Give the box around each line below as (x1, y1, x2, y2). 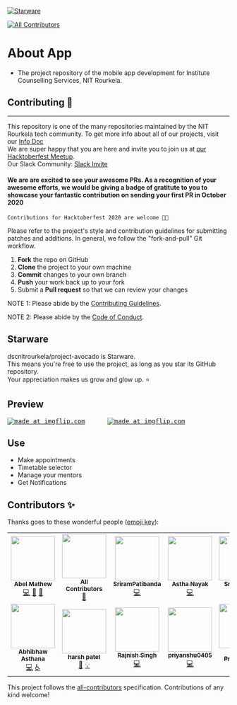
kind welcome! (7, 691, 50, 699)
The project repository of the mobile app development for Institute (17, 68, 210, 77)
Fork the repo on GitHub (17, 255, 89, 263)
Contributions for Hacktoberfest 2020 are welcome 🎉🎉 (7, 214, 169, 221)
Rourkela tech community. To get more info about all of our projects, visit (7, 130, 219, 138)
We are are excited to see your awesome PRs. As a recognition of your (7, 176, 217, 184)
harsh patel (68, 653, 101, 661)
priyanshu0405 (168, 651, 213, 660)
